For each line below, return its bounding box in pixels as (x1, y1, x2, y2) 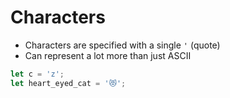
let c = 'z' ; (10, 69, 65, 79)
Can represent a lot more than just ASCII (24, 49, 192, 61)
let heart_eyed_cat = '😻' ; (10, 78, 127, 88)
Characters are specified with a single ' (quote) (24, 39, 221, 51)
